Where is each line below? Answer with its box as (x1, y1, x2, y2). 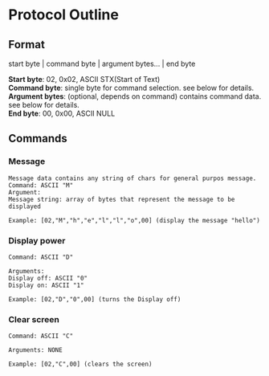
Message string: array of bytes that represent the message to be (8, 195, 235, 203)
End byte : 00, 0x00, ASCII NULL (8, 108, 116, 118)
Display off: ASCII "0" (8, 274, 88, 282)
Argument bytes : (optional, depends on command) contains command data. (8, 92, 262, 101)
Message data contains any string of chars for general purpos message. (8, 174, 257, 182)
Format (8, 38, 46, 51)
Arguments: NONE (8, 346, 63, 354)
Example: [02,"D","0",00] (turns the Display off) (8, 295, 181, 303)
